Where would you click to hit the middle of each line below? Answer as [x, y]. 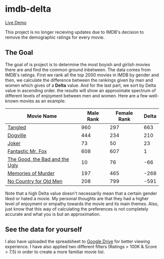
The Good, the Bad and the [38, 159]
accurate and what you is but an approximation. [53, 214]
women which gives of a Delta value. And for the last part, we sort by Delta [81, 85]
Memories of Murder [31, 173]
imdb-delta [28, 9]
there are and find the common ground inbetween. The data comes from [78, 70]
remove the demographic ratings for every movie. [55, 37]
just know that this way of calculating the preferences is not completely [77, 209]
